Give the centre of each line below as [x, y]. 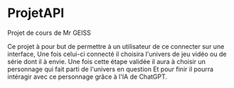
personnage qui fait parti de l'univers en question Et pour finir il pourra [111, 69]
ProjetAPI [36, 13]
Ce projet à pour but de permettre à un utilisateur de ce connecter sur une [116, 46]
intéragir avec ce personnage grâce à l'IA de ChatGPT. [87, 77]
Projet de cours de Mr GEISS [49, 33]
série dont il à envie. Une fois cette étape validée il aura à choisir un [107, 61]
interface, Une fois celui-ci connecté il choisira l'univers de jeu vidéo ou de [117, 54]
